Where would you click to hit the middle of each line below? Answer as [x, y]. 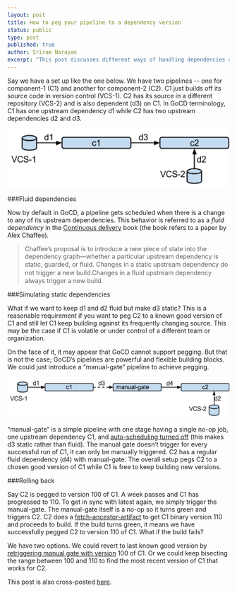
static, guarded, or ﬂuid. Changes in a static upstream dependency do [126, 265]
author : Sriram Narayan [42, 52]
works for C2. [27, 568]
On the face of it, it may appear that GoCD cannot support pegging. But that [117, 352]
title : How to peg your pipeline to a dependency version [94, 22]
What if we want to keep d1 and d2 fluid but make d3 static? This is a [107, 309]
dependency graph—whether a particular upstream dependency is [121, 257]
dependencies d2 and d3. [45, 118]
